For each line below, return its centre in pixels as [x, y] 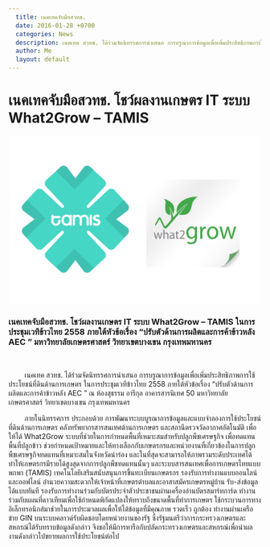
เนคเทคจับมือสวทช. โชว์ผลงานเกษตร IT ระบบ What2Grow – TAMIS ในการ [132, 321]
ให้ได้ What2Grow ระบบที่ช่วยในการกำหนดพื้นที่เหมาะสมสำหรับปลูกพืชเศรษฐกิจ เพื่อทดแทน [132, 437]
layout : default [43, 60]
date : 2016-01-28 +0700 [55, 25]
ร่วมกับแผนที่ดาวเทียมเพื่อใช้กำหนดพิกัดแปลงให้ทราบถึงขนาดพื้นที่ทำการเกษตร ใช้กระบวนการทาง [135, 500]
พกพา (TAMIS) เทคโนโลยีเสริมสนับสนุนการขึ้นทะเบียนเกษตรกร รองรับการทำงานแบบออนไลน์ [133, 473]
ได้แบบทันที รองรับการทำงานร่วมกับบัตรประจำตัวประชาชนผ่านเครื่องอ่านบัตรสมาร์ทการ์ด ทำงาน [132, 491]
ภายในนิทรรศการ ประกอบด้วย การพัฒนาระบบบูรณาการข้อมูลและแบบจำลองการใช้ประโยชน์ [142, 418]
